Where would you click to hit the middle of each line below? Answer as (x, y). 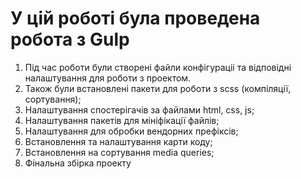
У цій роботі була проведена (135, 18)
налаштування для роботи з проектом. (108, 78)
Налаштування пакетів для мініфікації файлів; (122, 120)
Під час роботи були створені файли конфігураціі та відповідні (158, 67)
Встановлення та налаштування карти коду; (118, 141)
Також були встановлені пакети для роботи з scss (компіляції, (158, 88)
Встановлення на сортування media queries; (119, 152)
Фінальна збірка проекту (78, 163)
